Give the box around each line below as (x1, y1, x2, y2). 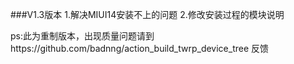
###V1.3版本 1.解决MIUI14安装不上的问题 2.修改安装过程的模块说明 (10, 9, 285, 20)
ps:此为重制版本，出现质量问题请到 (10, 30, 155, 42)
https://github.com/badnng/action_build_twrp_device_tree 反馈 (10, 43, 270, 54)
